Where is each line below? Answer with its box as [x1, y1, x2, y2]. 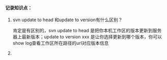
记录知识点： [5, 5, 32, 11]
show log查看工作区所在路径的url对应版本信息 [12, 40, 109, 46]
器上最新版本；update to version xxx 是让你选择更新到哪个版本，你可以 [12, 34, 162, 40]
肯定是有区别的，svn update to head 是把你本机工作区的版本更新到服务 [12, 28, 162, 34]
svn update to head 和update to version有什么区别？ [12, 17, 123, 23]
